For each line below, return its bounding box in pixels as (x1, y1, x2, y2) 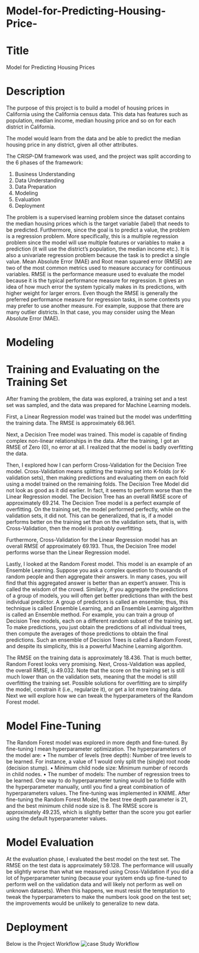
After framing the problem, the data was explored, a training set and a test (6, 395, 187, 402)
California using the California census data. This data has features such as (6, 111, 188, 118)
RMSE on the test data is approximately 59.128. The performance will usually (6, 862, 193, 869)
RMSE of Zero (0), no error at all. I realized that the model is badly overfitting (6, 443, 194, 451)
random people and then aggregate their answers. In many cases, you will (6, 573, 187, 580)
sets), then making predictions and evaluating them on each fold (31, 474, 189, 482)
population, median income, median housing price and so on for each (6, 117, 176, 124)
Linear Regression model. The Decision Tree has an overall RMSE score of (6, 493, 188, 501)
